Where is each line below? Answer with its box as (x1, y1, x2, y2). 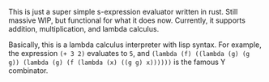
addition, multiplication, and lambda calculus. (8, 24, 160, 33)
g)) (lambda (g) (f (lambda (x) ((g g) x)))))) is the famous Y (8, 57, 226, 67)
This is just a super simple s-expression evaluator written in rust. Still (8, 7, 238, 16)
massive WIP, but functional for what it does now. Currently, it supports (8, 15, 246, 25)
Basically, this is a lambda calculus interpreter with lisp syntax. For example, (8, 40, 262, 50)
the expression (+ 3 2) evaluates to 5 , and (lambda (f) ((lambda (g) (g (8, 49, 250, 58)
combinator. (8, 66, 49, 76)
